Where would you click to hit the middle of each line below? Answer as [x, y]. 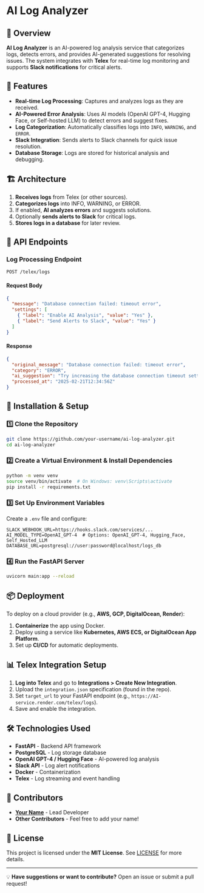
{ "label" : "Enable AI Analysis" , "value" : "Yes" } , [85, 315]
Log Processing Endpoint [44, 259]
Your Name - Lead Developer [52, 813]
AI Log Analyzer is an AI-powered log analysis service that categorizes [96, 48]
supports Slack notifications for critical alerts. [64, 67]
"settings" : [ [29, 310]
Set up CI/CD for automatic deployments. [67, 645]
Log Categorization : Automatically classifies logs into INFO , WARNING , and [106, 127]
